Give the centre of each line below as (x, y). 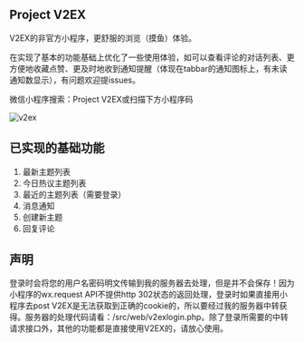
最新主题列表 (46, 171)
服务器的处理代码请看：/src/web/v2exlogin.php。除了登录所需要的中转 (157, 318)
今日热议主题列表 (54, 183)
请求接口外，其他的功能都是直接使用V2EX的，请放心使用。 (119, 328)
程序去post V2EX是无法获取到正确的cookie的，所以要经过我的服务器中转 (145, 306)
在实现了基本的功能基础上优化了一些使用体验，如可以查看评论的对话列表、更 (152, 57)
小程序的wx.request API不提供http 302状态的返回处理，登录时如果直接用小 (148, 295)
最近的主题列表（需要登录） (74, 194)
